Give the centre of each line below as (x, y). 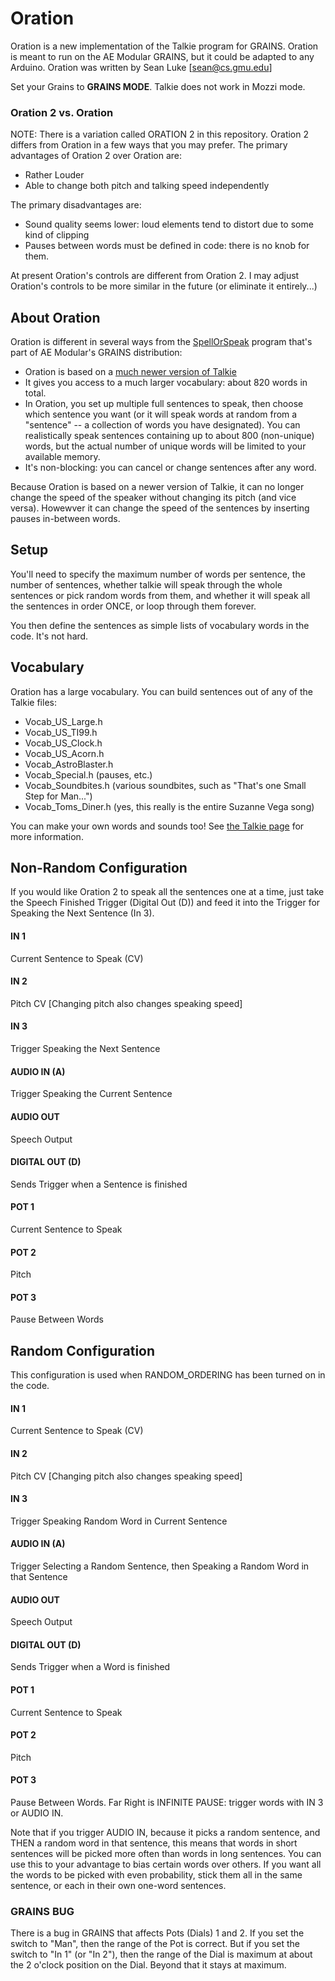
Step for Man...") (58, 796)
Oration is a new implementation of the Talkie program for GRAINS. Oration (164, 46)
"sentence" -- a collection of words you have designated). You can (162, 425)
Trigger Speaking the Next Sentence (85, 1049)
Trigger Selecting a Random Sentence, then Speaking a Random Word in (160, 1566)
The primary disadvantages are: (76, 205)
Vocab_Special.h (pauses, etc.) (88, 774)
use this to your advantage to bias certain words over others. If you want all (166, 1864)
